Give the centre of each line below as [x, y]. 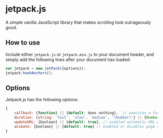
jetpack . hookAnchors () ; [30, 73]
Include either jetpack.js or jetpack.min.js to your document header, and [80, 54]
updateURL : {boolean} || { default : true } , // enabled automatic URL [85, 122]
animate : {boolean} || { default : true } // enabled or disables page [85, 126]
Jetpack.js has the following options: [42, 100]
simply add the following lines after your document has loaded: [68, 60]
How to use [23, 43]
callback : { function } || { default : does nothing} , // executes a [82, 113]
